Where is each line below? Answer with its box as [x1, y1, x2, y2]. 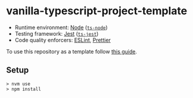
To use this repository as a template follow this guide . [6, 48, 138, 55]
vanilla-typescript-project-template [6, 4, 188, 18]
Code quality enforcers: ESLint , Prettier [14, 36, 111, 43]
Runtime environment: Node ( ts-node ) [14, 24, 108, 31]
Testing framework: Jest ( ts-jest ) [14, 30, 99, 37]
